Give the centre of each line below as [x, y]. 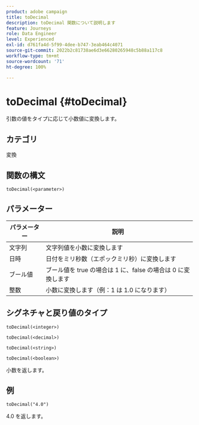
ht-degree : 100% [26, 67]
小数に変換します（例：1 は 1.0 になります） [108, 290]
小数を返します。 [27, 370]
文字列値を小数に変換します [84, 247]
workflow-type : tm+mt [33, 56]
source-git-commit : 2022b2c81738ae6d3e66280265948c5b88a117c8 [84, 51]
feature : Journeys [29, 28]
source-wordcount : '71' [36, 61]
